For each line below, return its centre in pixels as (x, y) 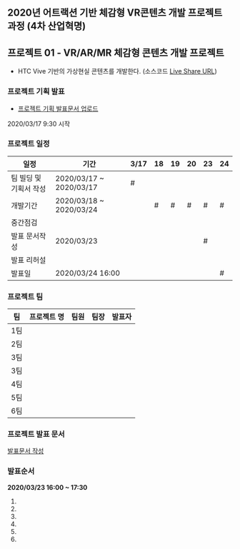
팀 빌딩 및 (26, 178)
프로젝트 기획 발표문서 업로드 (58, 109)
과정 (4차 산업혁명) (47, 26)
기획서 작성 (29, 188)
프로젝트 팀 (25, 296)
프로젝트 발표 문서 (36, 434)
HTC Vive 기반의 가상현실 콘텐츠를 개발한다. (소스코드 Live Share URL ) (117, 71)
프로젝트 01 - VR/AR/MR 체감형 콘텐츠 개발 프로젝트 (116, 52)
